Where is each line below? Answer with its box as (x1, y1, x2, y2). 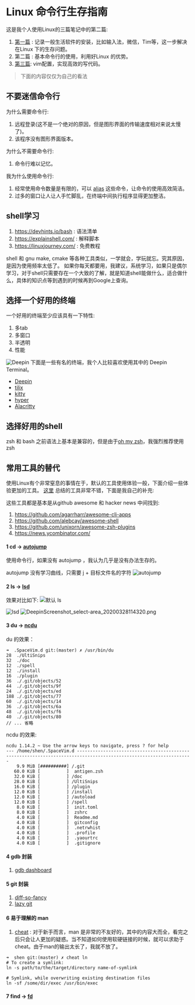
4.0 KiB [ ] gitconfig (16, 819, 98, 825)
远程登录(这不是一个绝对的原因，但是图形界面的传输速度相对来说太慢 (14, 121, 181, 128)
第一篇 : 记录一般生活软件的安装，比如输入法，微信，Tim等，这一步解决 (14, 38, 187, 45)
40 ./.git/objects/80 (6, 714, 61, 720)
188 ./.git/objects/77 (6, 693, 61, 699)
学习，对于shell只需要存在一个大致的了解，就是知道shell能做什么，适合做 (6, 269, 183, 276)
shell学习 (6, 211, 40, 221)
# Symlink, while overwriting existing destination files (6, 975, 150, 981)
